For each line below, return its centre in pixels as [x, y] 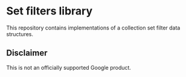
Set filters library [50, 11]
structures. [20, 34]
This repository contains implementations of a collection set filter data [93, 28]
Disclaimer [27, 53]
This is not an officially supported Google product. [69, 67]
